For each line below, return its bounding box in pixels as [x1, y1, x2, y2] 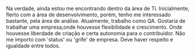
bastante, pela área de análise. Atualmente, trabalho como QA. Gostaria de [6, 18, 186, 24]
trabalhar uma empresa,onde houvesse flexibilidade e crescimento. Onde [6, 23, 183, 30]
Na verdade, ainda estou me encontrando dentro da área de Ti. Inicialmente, [6, 5, 190, 12]
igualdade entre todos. [6, 42, 60, 49]
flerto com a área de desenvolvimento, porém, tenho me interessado [6, 11, 171, 18]
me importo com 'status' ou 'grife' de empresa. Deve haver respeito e [6, 36, 173, 43]
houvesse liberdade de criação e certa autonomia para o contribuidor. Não [6, 30, 186, 37]
